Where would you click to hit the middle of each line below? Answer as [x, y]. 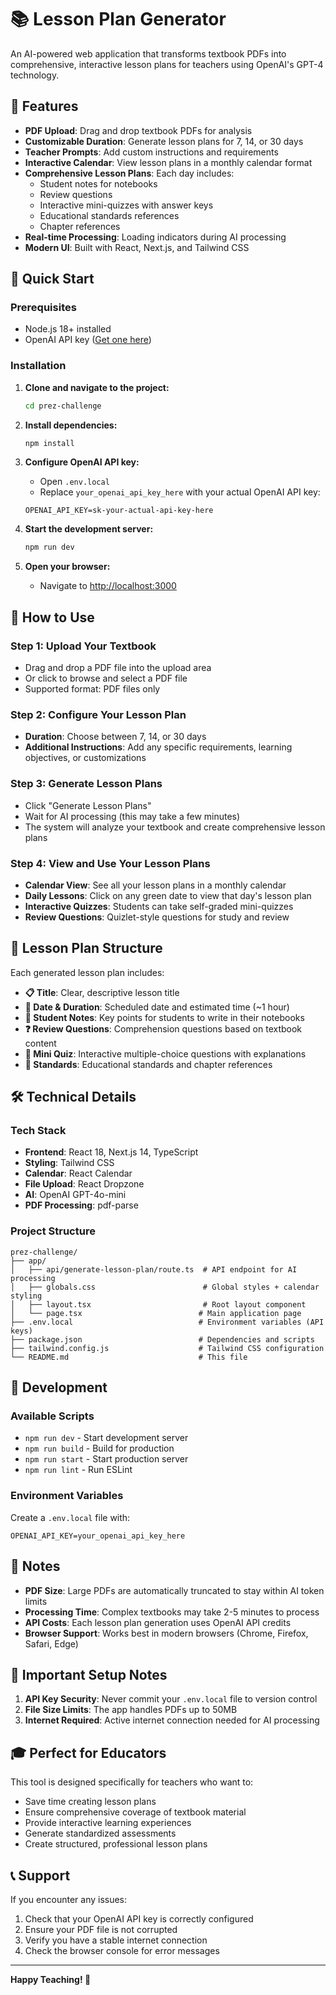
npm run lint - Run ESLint [78, 1470]
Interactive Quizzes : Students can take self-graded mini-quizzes [159, 906]
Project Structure [53, 1231]
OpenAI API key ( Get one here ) [88, 340]
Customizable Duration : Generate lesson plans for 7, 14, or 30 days [164, 141]
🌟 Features [44, 106]
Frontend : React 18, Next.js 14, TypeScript [111, 1152]
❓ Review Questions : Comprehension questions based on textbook [163, 1028]
